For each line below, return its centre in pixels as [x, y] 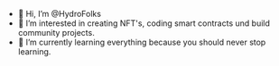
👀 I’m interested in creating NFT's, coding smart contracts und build [144, 23]
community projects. [56, 33]
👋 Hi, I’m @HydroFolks [60, 14]
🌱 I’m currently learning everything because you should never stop [142, 42]
